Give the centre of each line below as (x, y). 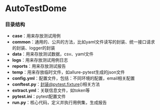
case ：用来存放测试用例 (36, 36)
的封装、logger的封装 (34, 48)
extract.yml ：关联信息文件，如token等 (51, 91)
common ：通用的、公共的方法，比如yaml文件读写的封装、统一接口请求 (83, 42)
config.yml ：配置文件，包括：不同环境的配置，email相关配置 (73, 79)
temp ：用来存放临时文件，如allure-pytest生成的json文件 (68, 72)
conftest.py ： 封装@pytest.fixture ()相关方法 (56, 84)
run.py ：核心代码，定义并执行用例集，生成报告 (59, 103)
